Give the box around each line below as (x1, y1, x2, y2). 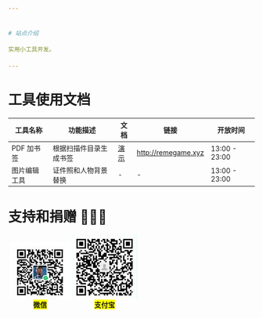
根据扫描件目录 (52, 143, 101, 153)
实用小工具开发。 (8, 45, 56, 54)
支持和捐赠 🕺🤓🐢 (8, 208, 107, 226)
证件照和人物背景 (52, 165, 108, 175)
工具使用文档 (8, 91, 92, 109)
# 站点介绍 (8, 29, 39, 37)
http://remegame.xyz (136, 148, 205, 157)
